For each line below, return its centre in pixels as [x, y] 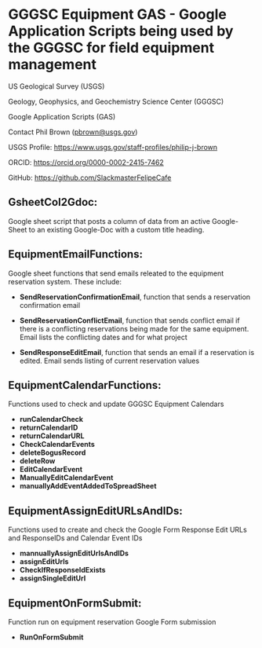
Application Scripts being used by [121, 31]
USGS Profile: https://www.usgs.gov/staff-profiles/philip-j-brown [113, 147]
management [52, 65]
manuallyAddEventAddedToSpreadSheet [88, 486]
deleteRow [37, 461]
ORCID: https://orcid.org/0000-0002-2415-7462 [86, 162]
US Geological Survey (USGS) [56, 86]
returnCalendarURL [52, 436]
